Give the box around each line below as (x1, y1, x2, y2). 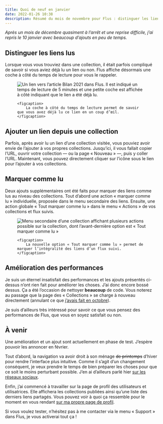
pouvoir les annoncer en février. (5, 344, 69, 350)
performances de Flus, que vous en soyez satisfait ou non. (5, 312, 122, 318)
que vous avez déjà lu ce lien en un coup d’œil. (17, 110, 120, 115)
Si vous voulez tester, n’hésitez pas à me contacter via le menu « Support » (5, 408, 155, 414)
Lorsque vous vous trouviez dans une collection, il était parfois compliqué (5, 62, 153, 68)
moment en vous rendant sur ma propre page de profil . (5, 399, 115, 405)
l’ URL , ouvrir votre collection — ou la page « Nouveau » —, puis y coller (5, 150, 148, 156)
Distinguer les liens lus (5, 49, 75, 57)
